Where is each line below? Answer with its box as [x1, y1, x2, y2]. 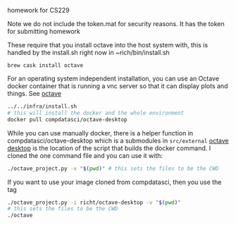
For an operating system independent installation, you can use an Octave [7, 74, 220, 83]
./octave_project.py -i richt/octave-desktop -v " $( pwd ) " [7, 199, 181, 206]
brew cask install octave [7, 62, 83, 69]
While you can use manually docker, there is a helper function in [7, 128, 194, 137]
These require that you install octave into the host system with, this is [7, 41, 209, 49]
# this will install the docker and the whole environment [7, 109, 185, 116]
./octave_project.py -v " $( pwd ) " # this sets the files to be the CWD [7, 165, 219, 172]
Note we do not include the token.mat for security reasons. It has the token [7, 20, 225, 28]
